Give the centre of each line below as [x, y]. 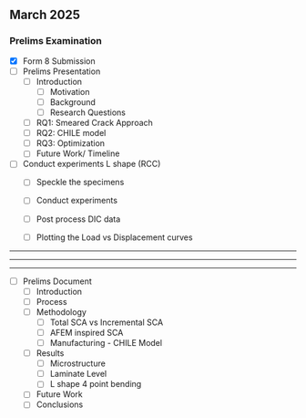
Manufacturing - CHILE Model [106, 343]
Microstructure [78, 363]
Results [50, 353]
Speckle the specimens [80, 183]
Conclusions [60, 404]
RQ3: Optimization [71, 143]
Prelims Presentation [61, 71]
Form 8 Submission [59, 61]
